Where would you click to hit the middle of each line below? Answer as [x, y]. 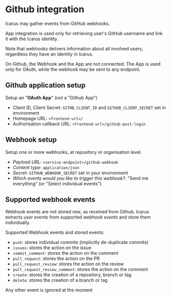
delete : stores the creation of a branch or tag [60, 280]
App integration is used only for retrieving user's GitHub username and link [84, 33]
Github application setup [45, 85]
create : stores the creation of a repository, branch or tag [72, 275]
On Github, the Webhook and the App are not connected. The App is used [83, 64]
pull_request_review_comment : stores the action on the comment [80, 269]
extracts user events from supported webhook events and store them [78, 217]
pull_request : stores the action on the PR [56, 259]
